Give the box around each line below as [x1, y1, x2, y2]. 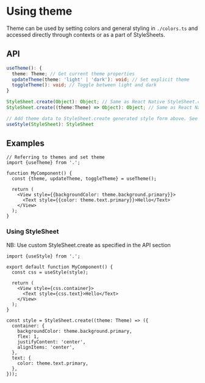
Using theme [6, 4, 73, 18]
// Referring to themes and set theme [6, 154, 105, 160]
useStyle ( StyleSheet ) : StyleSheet [6, 121, 95, 127]
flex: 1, [17, 333, 40, 340]
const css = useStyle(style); [12, 269, 88, 275]
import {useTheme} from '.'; [6, 160, 81, 166]
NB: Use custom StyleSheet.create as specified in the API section [6, 241, 171, 248]
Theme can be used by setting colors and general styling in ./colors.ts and [6, 24, 198, 32]
